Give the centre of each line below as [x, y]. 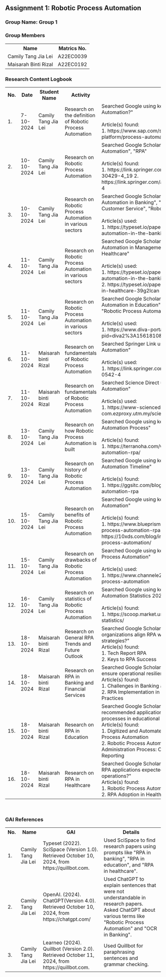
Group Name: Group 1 [31, 22]
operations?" [117, 776]
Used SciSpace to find [129, 840]
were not [114, 892]
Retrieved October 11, [69, 955]
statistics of [78, 599]
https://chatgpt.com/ [67, 919]
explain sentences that [130, 885]
